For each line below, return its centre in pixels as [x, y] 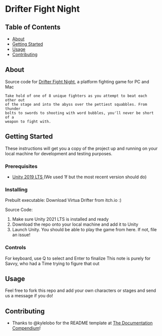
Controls [16, 247]
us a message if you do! [29, 296]
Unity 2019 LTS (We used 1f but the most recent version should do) [79, 177]
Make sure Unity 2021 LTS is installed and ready [60, 219]
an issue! [21, 235]
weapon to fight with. [28, 121]
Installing [16, 190]
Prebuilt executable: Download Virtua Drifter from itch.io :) [63, 200]
